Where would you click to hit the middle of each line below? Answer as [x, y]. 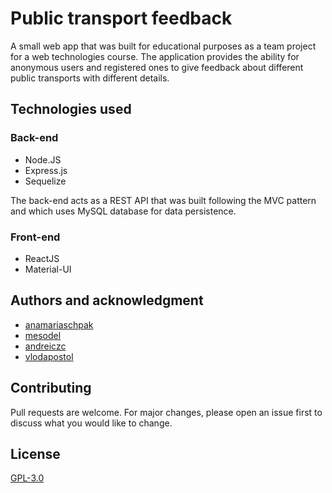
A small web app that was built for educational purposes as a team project [163, 46]
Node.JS [43, 159]
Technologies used [71, 109]
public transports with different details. [90, 78]
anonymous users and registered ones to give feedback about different [157, 67]
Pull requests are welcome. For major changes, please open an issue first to [166, 412]
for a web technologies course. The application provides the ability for [155, 56]
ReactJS [42, 258]
